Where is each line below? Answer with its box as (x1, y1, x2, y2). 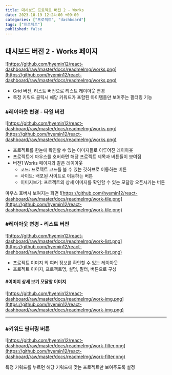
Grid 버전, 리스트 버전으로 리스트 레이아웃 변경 (12, 88, 105, 94)
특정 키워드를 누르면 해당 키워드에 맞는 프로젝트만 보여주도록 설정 (5, 364, 136, 370)
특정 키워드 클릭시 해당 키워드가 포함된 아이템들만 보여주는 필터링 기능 (12, 94, 153, 100)
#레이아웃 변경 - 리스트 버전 (5, 221, 70, 228)
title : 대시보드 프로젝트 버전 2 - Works (5, 7, 84, 13)
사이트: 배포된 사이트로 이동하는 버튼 (20, 173, 93, 179)
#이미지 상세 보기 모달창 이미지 (5, 279, 67, 285)
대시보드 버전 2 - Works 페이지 (5, 47, 98, 55)
